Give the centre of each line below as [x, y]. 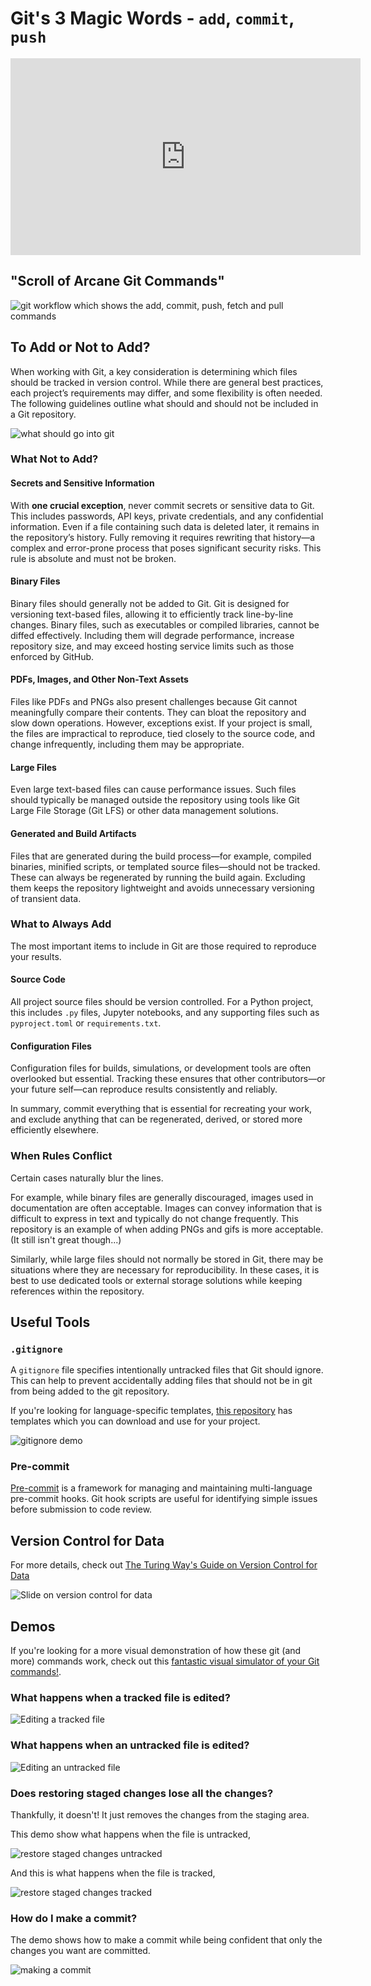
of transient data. [46, 898]
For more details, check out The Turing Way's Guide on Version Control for [164, 1565]
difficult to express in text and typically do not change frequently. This [154, 1218]
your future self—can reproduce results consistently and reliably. [144, 1089]
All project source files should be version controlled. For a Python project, [162, 1001]
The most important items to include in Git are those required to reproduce [163, 946]
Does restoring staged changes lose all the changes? [142, 1793]
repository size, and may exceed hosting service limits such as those [152, 646]
